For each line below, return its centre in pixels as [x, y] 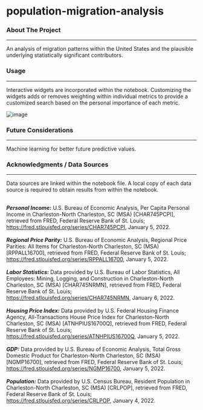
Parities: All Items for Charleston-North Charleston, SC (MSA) [83, 247]
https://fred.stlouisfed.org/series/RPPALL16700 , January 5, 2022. [87, 259]
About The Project [34, 30]
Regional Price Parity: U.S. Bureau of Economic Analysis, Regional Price [97, 240]
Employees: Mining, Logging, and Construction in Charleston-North [90, 279]
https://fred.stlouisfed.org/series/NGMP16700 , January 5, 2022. [86, 369]
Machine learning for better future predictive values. [71, 149]
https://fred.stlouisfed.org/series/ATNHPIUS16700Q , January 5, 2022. [93, 336]
